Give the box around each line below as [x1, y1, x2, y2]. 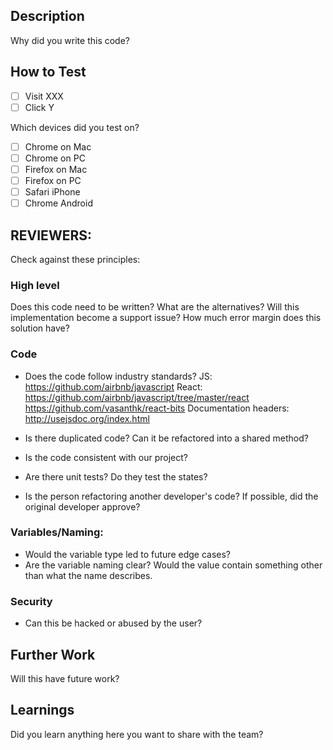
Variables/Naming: [10, 525, 104, 539]
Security [10, 594, 53, 608]
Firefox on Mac [24, 163, 88, 175]
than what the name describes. [24, 569, 153, 581]
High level [10, 278, 60, 292]
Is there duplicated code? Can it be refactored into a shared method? [24, 432, 309, 444]
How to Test [10, 64, 87, 81]
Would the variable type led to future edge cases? [24, 548, 231, 560]
